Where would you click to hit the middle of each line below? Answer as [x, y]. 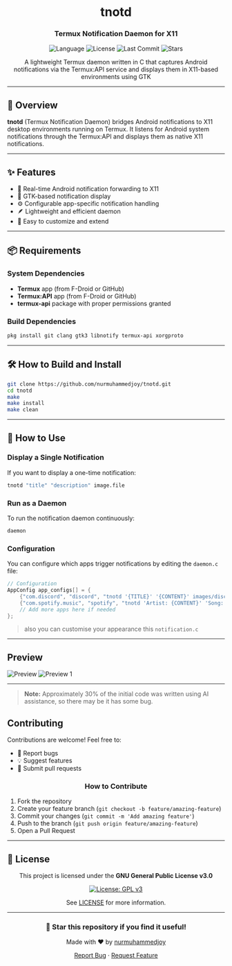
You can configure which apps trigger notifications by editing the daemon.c [113, 564]
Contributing [35, 723]
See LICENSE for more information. [116, 903]
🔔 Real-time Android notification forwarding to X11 [88, 189]
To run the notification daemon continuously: [71, 518]
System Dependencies [46, 274]
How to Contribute [116, 786]
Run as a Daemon [37, 503]
